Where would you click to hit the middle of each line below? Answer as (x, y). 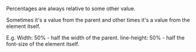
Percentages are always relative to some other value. (71, 9)
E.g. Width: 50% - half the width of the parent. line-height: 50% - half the (95, 38)
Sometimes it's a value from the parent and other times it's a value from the (98, 20)
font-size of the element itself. (43, 44)
